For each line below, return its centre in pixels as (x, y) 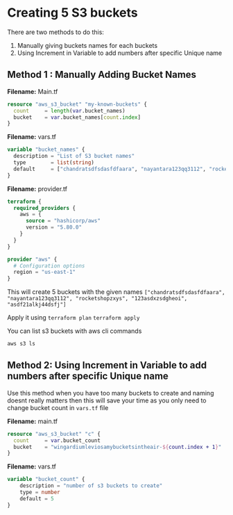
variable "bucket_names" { (46, 150)
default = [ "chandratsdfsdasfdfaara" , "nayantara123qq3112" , (110, 169)
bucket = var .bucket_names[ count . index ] (77, 117)
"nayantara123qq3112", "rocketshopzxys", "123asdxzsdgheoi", (97, 299)
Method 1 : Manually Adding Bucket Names (102, 75)
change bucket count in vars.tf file (58, 407)
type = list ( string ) (54, 163)
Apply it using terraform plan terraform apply (74, 318)
